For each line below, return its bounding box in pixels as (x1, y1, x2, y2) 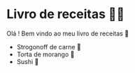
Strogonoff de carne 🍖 (16, 42, 81, 51)
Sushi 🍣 (16, 57, 39, 65)
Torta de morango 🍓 (16, 50, 75, 58)
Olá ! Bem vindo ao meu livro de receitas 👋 (6, 29, 129, 38)
